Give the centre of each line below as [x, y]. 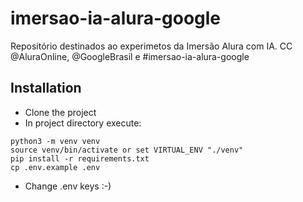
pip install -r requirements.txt [80, 158]
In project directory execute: [83, 123]
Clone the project [60, 112]
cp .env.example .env [55, 167]
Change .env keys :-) [68, 186]
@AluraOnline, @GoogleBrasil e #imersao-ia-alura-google [130, 56]
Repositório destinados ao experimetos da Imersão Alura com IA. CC [151, 46]
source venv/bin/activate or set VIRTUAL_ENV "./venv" [127, 150]
